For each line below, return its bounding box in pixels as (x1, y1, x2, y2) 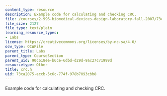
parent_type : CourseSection (5, 53, 64, 58)
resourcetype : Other (5, 62, 48, 67)
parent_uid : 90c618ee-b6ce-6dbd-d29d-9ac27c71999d (5, 58, 112, 63)
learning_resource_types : (5, 30, 59, 35)
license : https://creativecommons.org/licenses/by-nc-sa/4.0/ (5, 40, 137, 45)
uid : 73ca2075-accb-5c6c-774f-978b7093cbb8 (5, 72, 97, 77)
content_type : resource (5, 7, 55, 12)
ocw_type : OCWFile (5, 44, 43, 49)
